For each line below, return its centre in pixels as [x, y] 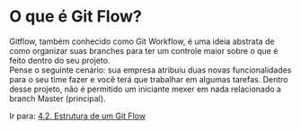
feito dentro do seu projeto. [60, 60]
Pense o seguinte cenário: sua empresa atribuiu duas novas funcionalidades [150, 70]
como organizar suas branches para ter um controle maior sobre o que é [144, 50]
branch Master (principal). [58, 98]
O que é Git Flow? [75, 17]
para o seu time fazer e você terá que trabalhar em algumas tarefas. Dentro [149, 79]
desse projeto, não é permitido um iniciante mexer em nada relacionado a [145, 89]
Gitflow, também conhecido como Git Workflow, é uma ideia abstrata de [142, 41]
